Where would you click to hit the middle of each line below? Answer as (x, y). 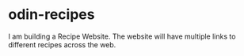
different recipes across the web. (62, 44)
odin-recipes (51, 15)
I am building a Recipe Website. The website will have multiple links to (122, 36)
